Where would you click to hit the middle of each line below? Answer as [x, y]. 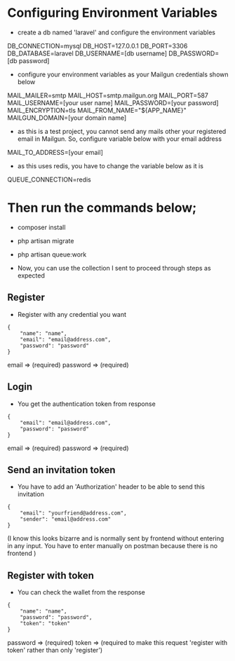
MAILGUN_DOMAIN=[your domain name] [67, 118]
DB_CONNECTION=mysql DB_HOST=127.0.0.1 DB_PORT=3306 [98, 46]
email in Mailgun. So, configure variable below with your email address [120, 139]
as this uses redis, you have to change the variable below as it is [110, 165]
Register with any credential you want [72, 314]
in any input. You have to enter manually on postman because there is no [113, 546]
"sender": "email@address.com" [66, 519]
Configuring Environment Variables [112, 13]
